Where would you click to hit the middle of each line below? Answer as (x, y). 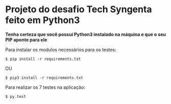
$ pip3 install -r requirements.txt (44, 77)
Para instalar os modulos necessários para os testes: (61, 49)
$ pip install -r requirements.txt (43, 59)
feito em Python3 (43, 20)
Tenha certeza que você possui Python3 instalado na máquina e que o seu (86, 34)
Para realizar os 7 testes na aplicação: (45, 87)
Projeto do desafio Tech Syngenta (79, 9)
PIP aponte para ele (26, 40)
